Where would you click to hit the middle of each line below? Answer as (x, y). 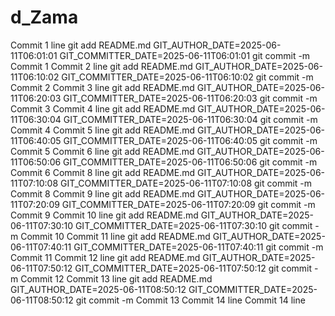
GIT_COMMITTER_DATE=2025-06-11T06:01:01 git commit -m (185, 55)
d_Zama (44, 17)
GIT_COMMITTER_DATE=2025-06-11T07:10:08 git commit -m (186, 183)
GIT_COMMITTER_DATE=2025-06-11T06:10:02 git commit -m (187, 77)
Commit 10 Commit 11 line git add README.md (115, 236)
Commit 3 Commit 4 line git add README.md (103, 108)
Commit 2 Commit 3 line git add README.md (102, 87)
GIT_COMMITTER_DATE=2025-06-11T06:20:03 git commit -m (190, 98)
